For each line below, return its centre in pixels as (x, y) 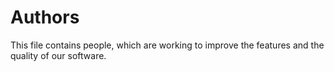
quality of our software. (58, 55)
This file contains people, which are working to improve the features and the (167, 45)
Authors (45, 17)
